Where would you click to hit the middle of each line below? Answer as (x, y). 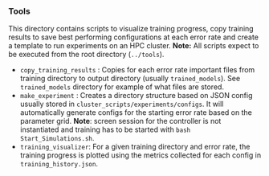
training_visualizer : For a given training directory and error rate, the (135, 147)
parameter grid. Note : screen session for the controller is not (120, 121)
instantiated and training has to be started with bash (105, 129)
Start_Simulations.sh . (57, 138)
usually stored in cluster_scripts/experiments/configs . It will (122, 104)
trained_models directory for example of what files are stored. (122, 87)
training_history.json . (59, 164)
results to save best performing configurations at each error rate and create (134, 37)
